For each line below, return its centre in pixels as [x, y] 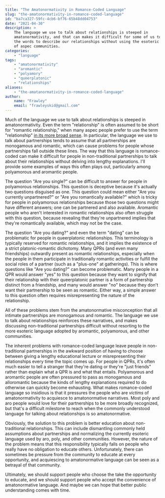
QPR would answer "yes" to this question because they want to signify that [81, 274]
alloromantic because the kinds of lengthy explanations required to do [76, 382]
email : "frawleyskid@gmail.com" [47, 106]
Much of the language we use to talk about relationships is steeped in [75, 119]
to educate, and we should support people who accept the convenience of [81, 480]
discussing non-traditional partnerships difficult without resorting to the [77, 326]
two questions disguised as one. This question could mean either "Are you [80, 192]
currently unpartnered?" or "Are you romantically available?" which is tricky [81, 197]
